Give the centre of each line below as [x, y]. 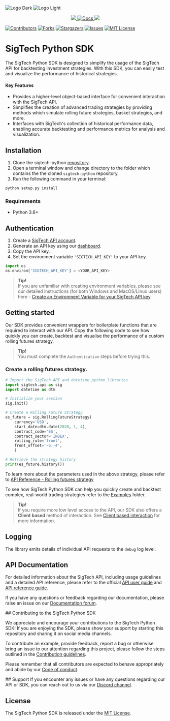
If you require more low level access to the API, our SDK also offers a [90, 510]
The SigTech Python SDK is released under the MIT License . [68, 713]
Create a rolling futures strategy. [46, 370]
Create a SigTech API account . [44, 240]
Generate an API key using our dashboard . [57, 246]
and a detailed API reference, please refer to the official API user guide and [84, 583]
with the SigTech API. [35, 102]
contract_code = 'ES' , [36, 431]
